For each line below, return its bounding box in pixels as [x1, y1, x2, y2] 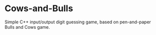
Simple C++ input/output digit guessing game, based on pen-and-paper [4, 19, 151, 25]
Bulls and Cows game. [4, 24, 50, 30]
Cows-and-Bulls [4, 3, 74, 14]
